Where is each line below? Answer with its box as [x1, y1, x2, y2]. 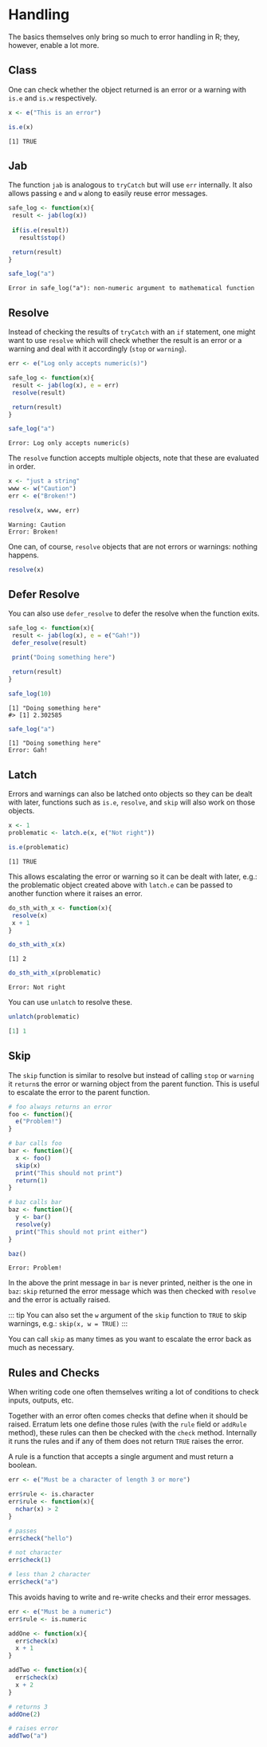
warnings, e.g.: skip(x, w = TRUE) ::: [8, 1319, 128, 1328]
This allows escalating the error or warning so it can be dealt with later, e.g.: [8, 872, 257, 881]
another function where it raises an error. [8, 888, 143, 898]
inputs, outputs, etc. [8, 1395, 74, 1405]
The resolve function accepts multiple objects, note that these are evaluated [8, 453, 259, 463]
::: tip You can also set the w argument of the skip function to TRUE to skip [8, 1310, 247, 1320]
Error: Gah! [8, 746, 48, 754]
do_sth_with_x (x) [8, 941, 66, 949]
